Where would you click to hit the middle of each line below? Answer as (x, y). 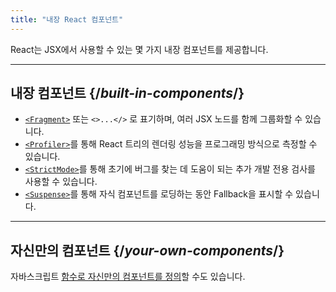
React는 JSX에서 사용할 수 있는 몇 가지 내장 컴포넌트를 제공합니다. (139, 49)
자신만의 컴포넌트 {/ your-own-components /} (147, 250)
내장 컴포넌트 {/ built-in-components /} (127, 93)
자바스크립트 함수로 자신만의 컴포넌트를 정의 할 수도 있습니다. (128, 277)
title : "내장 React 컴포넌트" (67, 19)
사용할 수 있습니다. (61, 182)
